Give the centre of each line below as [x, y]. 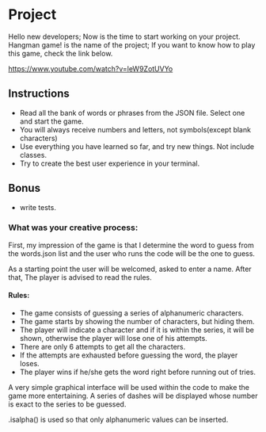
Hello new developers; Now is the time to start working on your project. [124, 36]
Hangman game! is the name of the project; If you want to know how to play [132, 44]
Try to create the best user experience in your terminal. [110, 163]
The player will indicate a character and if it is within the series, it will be [137, 330]
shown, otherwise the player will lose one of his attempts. [113, 338]
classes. [33, 155]
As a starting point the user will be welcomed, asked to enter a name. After [130, 269]
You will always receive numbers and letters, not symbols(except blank [135, 129]
